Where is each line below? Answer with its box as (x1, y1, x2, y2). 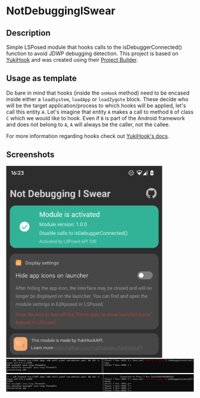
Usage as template (6, 73, 77, 84)
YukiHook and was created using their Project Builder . (6, 57, 139, 63)
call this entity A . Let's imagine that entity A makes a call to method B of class (6, 108, 194, 115)
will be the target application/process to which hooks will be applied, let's (6, 102, 186, 109)
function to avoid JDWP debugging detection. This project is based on (6, 50, 179, 57)
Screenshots (6, 150, 55, 160)
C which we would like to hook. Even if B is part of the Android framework (6, 114, 186, 121)
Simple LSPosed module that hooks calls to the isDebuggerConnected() (6, 43, 183, 51)
